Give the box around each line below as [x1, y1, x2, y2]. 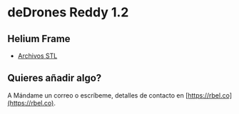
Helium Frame [7, 33, 71, 45]
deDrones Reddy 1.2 [7, 4, 129, 21]
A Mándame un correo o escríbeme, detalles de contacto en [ [7, 90, 188, 100]
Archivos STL [17, 51, 58, 60]
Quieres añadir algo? [7, 72, 102, 84]
